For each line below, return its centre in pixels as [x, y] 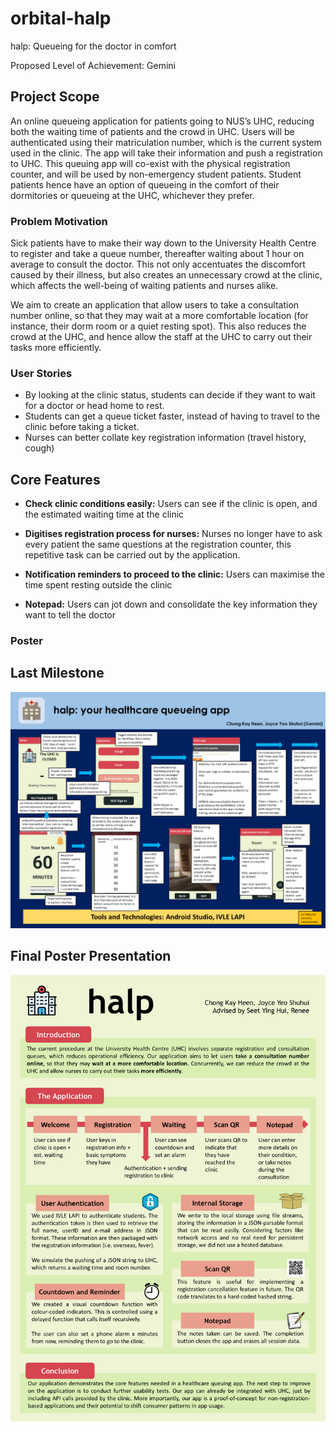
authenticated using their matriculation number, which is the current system [166, 142]
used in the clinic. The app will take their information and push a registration [166, 153]
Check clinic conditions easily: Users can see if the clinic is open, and [171, 504]
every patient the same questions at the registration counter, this [158, 544]
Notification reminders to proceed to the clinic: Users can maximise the [174, 574]
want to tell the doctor [70, 615]
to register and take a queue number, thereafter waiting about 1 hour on [157, 254]
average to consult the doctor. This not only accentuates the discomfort [158, 264]
